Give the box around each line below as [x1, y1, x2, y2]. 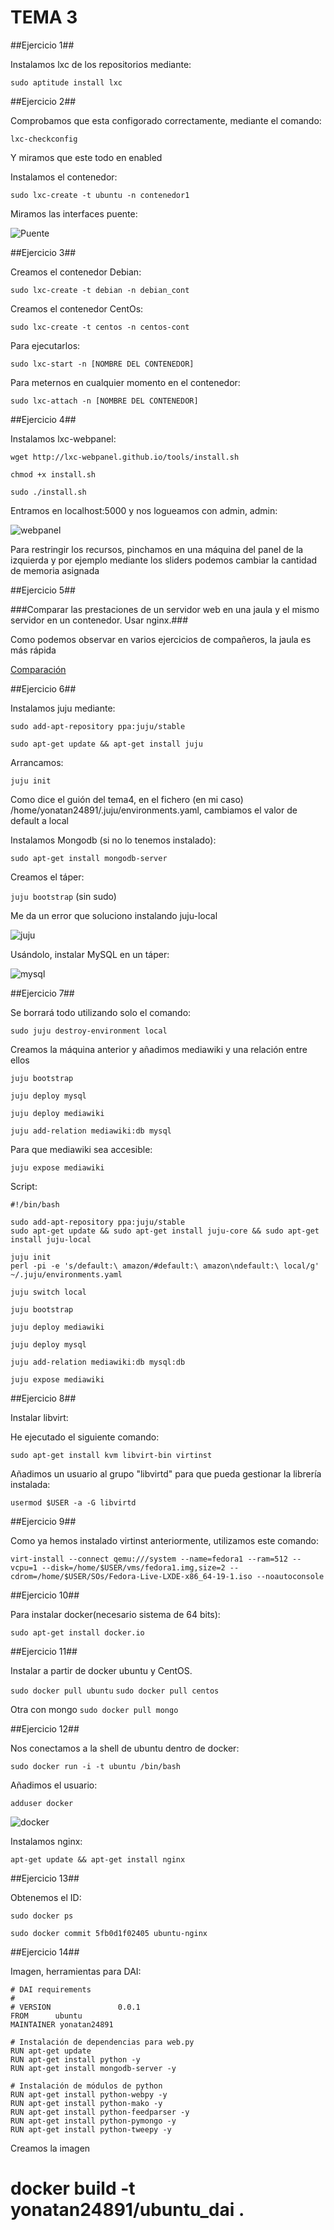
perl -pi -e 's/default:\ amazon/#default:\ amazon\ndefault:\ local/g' [10, 1261, 320, 1271]
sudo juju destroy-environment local [10, 1026, 168, 1036]
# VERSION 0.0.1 [10, 2002, 141, 2012]
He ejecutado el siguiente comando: [10, 1431, 160, 1443]
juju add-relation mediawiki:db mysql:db [10, 1357, 186, 1367]
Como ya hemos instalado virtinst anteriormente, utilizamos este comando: [10, 1534, 320, 1546]
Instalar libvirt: [10, 1411, 69, 1423]
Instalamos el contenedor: [10, 171, 118, 183]
